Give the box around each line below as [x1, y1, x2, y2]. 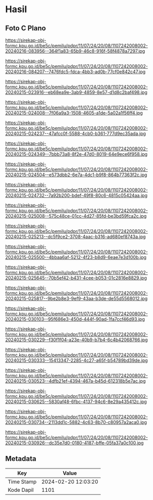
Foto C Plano [5, 24, 46, 32]
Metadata [5, 454, 36, 463]
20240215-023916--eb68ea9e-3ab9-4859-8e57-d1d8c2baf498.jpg [5, 89, 148, 95]
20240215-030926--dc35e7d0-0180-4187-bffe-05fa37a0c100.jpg [5, 440, 144, 446]
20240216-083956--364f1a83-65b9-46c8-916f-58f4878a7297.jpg [5, 48, 145, 54]
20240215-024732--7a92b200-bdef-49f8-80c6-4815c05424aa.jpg [5, 192, 148, 198]
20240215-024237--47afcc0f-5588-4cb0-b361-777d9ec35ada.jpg [5, 130, 146, 137]
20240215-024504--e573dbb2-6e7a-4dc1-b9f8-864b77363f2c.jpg [5, 172, 147, 178]
